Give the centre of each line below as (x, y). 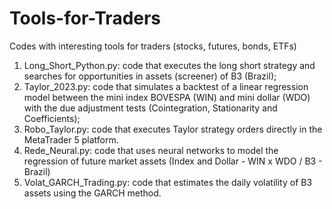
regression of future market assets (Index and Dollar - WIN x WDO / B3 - (173, 161)
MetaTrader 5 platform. (71, 139)
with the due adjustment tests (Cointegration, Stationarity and (150, 108)
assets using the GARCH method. (92, 193)
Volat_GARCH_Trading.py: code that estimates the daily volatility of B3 (168, 182)
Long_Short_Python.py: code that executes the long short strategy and (169, 65)
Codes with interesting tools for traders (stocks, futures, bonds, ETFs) (153, 46)
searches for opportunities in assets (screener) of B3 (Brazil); (150, 76)
